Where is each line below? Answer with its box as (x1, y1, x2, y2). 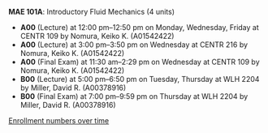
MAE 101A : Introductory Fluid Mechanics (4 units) (8, 7, 175, 16)
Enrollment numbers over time (8, 116, 110, 125)
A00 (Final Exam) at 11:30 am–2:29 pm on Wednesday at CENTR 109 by (19, 57, 260, 66)
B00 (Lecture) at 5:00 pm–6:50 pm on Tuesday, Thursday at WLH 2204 (19, 75, 260, 84)
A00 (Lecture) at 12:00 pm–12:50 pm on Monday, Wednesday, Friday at (19, 23, 259, 32)
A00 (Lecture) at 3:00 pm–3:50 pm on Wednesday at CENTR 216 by (19, 40, 249, 49)
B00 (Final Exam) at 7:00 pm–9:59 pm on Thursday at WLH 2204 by (19, 92, 249, 101)
